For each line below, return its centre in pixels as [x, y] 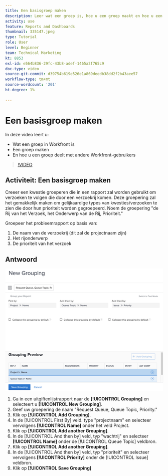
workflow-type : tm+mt [28, 79]
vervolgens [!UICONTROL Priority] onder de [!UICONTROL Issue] [80, 457]
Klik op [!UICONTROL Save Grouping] [52, 468]
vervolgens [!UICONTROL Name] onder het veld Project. [71, 425]
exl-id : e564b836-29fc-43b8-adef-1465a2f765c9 [55, 63]
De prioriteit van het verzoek [42, 244]
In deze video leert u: [27, 134]
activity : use [20, 21]
